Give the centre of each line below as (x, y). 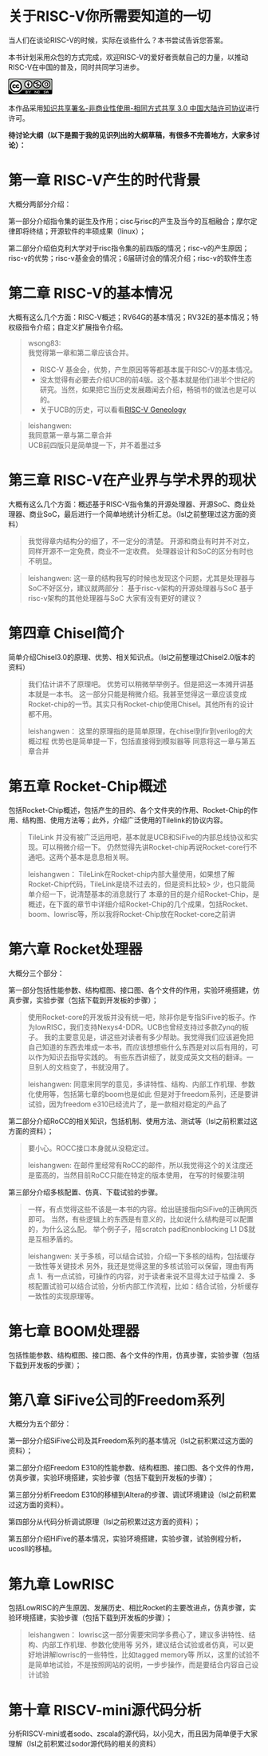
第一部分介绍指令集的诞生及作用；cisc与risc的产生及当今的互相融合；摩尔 (129, 221)
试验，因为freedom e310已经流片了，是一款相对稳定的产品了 (127, 1104)
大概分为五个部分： (40, 1424)
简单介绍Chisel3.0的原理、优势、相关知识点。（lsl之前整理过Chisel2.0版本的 (132, 657)
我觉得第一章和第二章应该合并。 (80, 352)
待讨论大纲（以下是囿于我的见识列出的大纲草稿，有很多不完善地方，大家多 (130, 135)
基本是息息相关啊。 (101, 857)
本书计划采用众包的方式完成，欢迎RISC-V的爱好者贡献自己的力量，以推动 (128, 57)
